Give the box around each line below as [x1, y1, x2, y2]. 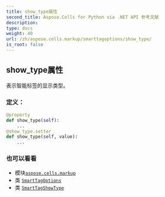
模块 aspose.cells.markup [14, 169, 76, 176]
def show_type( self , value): [6, 134, 78, 140]
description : [6, 20, 38, 25]
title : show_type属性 [6, 8, 58, 15]
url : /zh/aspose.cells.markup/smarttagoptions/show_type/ [6, 36, 152, 42]
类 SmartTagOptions [14, 176, 62, 183]
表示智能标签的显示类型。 [6, 82, 69, 89]
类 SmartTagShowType [14, 184, 64, 191]
